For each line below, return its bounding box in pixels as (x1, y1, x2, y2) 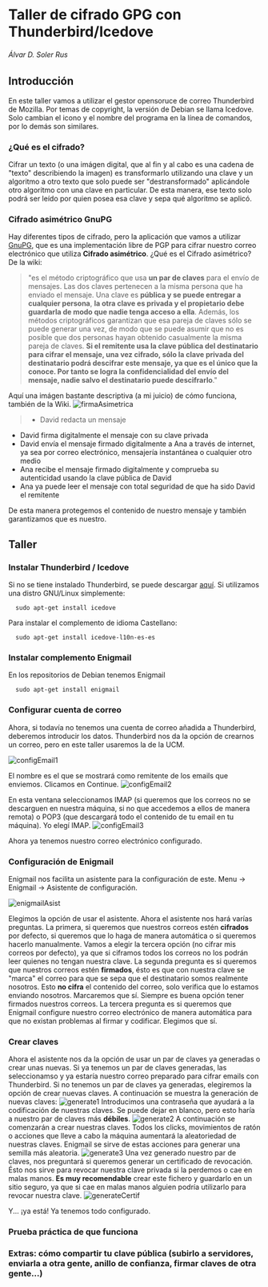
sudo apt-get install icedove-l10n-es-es (15, 634, 156, 642)
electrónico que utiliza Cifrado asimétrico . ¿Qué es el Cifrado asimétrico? (8, 249, 252, 258)
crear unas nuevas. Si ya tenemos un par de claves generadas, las (8, 1063, 227, 1073)
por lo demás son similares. (8, 121, 99, 131)
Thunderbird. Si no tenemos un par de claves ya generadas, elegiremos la (8, 1080, 252, 1090)
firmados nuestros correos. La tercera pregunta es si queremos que (8, 999, 232, 1009)
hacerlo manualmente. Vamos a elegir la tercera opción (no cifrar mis (8, 939, 236, 948)
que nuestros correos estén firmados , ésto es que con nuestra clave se (8, 964, 246, 974)
